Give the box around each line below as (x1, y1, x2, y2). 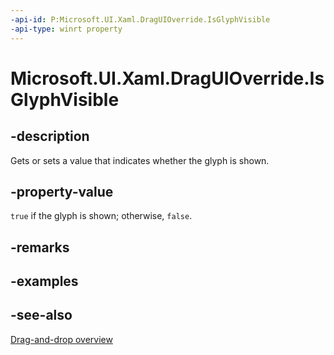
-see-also (10, 307, 73, 324)
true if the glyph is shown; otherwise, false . (10, 210, 193, 222)
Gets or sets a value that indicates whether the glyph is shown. (10, 154, 270, 166)
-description (10, 128, 90, 145)
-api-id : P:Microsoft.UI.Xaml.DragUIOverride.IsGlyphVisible (10, 14, 271, 25)
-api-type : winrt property (10, 24, 123, 34)
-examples (10, 273, 79, 290)
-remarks (10, 239, 70, 256)
